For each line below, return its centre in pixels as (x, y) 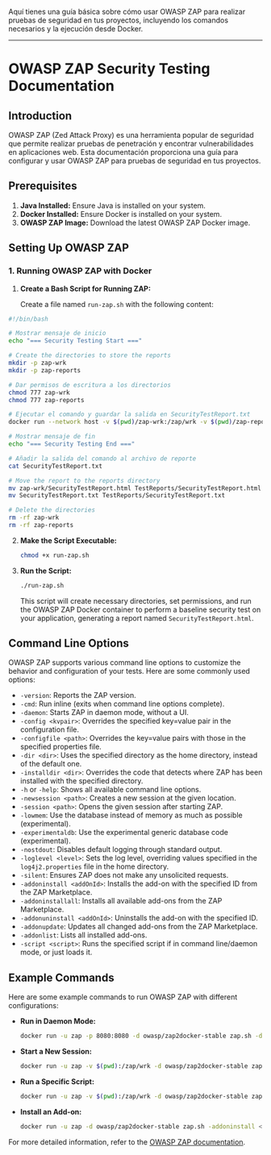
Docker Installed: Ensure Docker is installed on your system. (121, 214)
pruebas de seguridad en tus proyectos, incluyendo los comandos (118, 20)
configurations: (33, 1006)
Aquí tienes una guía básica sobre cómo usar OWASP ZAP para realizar (127, 12)
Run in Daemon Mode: (58, 1021)
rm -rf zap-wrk (34, 518)
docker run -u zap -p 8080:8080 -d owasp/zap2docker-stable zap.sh (135, 1036)
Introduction (40, 116)
